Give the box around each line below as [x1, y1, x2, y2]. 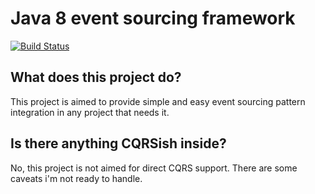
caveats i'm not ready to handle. [10, 172, 143, 184]
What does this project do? [10, 69, 182, 86]
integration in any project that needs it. [10, 106, 170, 118]
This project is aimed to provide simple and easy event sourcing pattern [10, 95, 306, 107]
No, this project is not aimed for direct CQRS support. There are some [10, 162, 298, 174]
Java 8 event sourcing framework [10, 7, 296, 30]
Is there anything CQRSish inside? [10, 135, 227, 152]
